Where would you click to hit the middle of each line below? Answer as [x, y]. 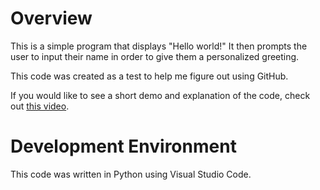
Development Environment [123, 146]
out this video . [40, 106]
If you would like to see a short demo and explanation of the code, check [160, 95]
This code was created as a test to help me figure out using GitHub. [149, 76]
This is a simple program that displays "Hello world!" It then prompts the [159, 46]
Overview [51, 18]
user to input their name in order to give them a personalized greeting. [155, 56]
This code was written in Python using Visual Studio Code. [131, 174]
